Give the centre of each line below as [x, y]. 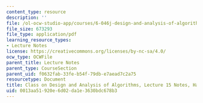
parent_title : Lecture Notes [43, 62]
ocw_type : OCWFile [29, 57]
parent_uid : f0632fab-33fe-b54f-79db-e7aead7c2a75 [71, 74]
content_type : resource [36, 12]
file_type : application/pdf [42, 35]
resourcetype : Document [36, 79]
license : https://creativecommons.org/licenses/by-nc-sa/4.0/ [86, 51]
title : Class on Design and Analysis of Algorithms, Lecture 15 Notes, [98, 85]
